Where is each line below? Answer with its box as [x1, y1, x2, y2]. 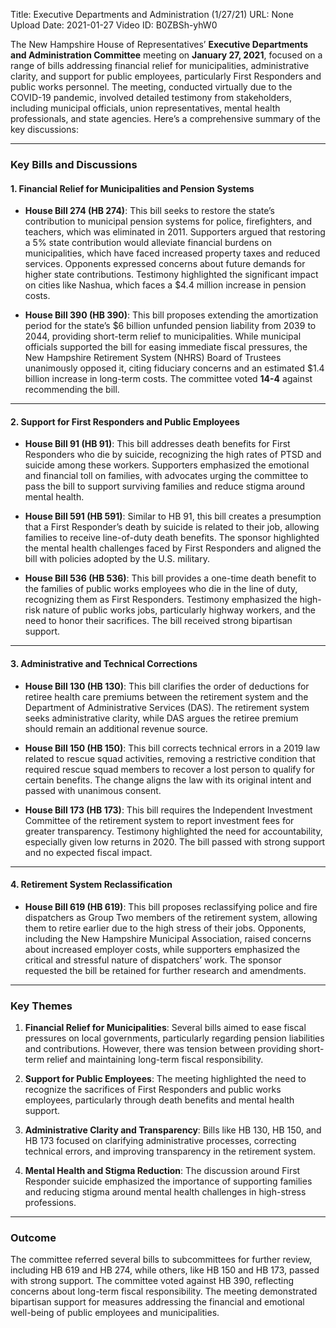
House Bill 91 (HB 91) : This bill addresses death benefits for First [24, 438, 291, 450]
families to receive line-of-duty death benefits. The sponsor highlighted [24, 532, 320, 544]
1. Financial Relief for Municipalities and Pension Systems [10, 182, 255, 194]
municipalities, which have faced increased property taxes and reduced [24, 247, 321, 259]
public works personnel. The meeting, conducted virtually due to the [10, 81, 293, 93]
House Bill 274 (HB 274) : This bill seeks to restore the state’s [24, 205, 275, 217]
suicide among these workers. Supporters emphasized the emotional [24, 459, 310, 471]
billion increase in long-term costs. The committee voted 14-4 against [24, 373, 313, 385]
